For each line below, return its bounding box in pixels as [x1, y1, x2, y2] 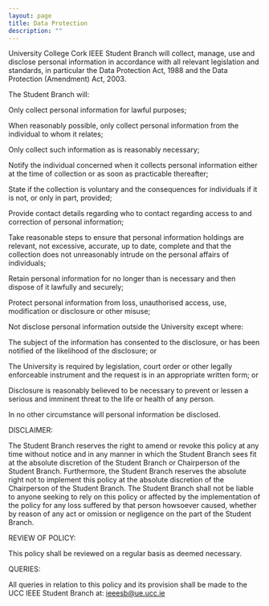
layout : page [8, 11, 52, 20]
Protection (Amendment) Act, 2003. [8, 74, 127, 84]
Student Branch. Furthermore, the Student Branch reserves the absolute [8, 466, 247, 476]
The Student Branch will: [8, 90, 90, 100]
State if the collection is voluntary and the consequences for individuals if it [8, 185, 258, 194]
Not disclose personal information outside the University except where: [8, 322, 243, 331]
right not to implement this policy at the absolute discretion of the [8, 475, 225, 485]
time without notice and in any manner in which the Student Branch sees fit [8, 449, 257, 459]
